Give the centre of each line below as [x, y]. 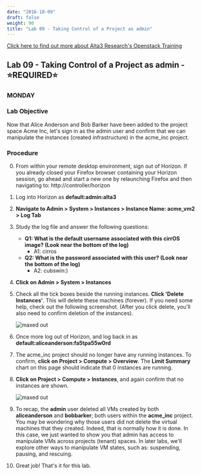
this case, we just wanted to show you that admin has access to [94, 435]
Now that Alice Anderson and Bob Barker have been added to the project [97, 124]
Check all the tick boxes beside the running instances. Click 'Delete [100, 294]
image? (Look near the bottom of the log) [76, 245]
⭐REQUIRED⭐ [32, 75]
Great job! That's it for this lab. [53, 466]
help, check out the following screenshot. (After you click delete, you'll [103, 307]
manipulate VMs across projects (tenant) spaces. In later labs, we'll [99, 441]
